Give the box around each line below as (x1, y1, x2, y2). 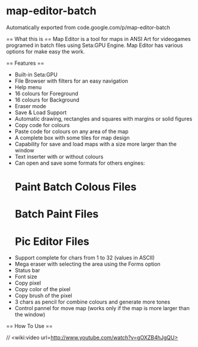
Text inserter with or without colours (14, 153, 104, 160)
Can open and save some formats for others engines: (14, 159, 145, 166)
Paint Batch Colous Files (14, 180, 137, 194)
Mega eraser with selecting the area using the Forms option (14, 260, 161, 268)
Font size (14, 273, 37, 280)
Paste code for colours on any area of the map (14, 128, 129, 135)
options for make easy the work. (6, 48, 85, 55)
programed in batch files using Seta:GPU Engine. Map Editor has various (6, 42, 183, 49)
